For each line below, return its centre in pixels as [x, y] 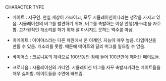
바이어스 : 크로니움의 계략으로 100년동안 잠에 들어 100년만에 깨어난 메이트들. [86, 57]
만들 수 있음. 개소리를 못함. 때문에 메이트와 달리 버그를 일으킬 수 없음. [79, 46]
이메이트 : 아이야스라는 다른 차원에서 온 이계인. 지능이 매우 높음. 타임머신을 [84, 40]
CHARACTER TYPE [25, 7]
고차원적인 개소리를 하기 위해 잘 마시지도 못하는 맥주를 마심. [77, 30]
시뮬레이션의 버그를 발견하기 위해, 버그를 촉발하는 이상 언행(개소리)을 [85, 23]
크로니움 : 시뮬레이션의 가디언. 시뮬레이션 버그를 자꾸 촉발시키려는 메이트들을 [86, 67]
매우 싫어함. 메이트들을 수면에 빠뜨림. [48, 73]
